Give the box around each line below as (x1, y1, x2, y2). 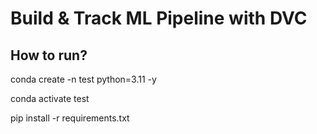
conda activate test (10, 93, 90, 104)
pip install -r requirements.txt (10, 112, 130, 124)
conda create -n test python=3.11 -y (10, 73, 157, 85)
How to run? (10, 47, 88, 64)
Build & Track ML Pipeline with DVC (10, 7, 308, 30)
